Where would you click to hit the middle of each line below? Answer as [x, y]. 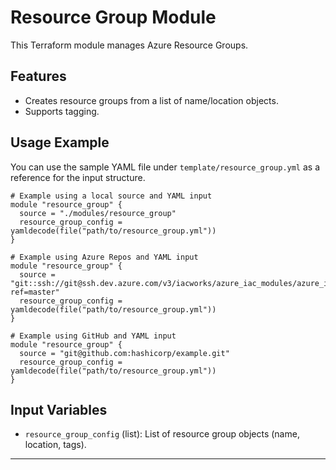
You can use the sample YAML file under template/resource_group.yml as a [165, 167]
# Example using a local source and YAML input [111, 196]
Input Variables [59, 409]
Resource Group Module [113, 17]
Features [38, 76]
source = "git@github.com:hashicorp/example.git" [124, 353]
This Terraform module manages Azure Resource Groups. [129, 45]
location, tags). [55, 445]
